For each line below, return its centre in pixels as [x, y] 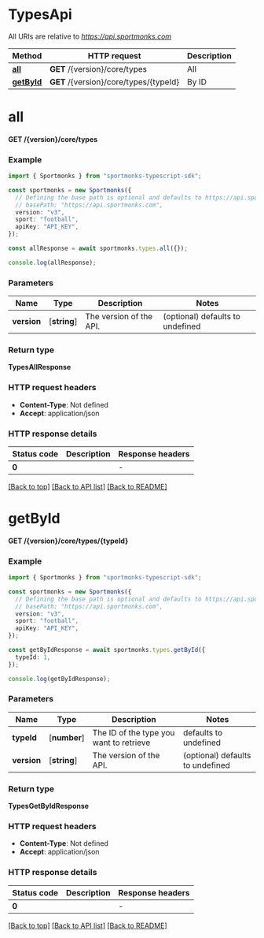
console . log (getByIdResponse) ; [59, 679]
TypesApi [40, 15]
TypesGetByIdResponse [48, 806]
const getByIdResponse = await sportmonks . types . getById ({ [107, 650]
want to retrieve [121, 743]
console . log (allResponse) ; [52, 262]
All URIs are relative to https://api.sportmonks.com [90, 36]
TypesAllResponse [40, 367]
